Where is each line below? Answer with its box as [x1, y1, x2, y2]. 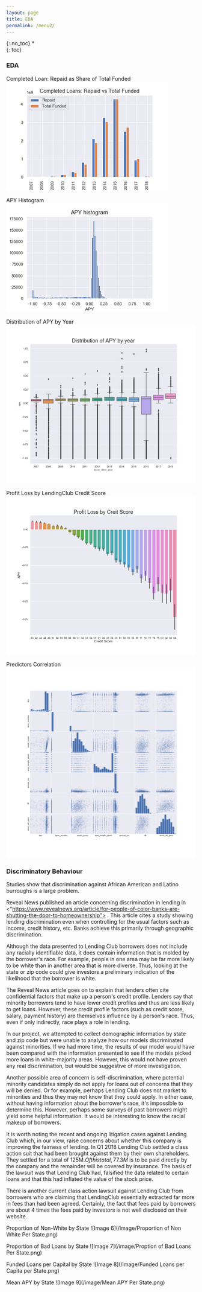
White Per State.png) [6, 1230, 58, 1238]
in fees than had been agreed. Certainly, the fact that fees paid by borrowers [6, 1200, 196, 1207]
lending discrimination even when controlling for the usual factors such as [6, 918, 189, 925]
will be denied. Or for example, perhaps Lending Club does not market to [6, 1087, 187, 1094]
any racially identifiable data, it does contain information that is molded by [6, 948, 189, 956]
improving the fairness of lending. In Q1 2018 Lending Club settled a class [6, 1143, 188, 1150]
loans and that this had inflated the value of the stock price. [6, 1175, 153, 1183]
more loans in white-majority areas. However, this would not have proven [6, 1055, 188, 1063]
